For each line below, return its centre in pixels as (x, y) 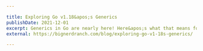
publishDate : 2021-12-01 (37, 22)
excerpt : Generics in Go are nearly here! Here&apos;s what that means (98, 28)
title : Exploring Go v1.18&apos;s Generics (62, 17)
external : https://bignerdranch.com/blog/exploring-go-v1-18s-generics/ (100, 34)
